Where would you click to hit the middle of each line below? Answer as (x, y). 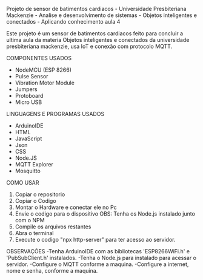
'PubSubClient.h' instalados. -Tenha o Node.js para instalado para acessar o (101, 258)
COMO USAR (23, 183)
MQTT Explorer (34, 164)
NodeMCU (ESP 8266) (43, 70)
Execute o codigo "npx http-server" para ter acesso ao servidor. (95, 240)
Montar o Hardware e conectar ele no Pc (66, 207)
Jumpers (26, 89)
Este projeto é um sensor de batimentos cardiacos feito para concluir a (95, 33)
